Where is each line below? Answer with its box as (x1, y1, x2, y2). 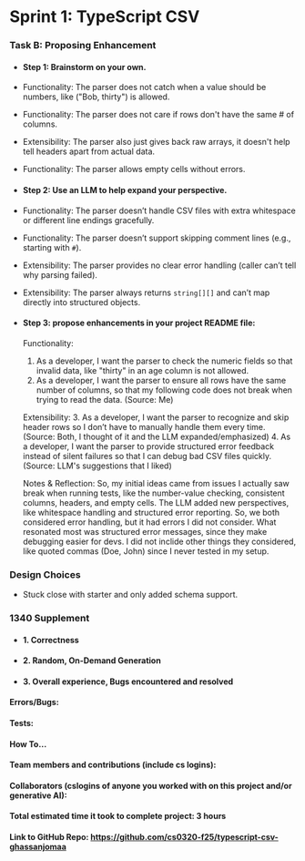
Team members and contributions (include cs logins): (9, 759, 217, 771)
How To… (9, 738, 47, 749)
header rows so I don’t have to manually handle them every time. (22, 421, 266, 432)
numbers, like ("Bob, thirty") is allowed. (22, 91, 170, 102)
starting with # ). (22, 241, 82, 252)
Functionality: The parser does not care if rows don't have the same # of (22, 109, 294, 120)
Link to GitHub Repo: (9, 831, 89, 842)
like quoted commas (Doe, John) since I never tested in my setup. (22, 545, 269, 557)
